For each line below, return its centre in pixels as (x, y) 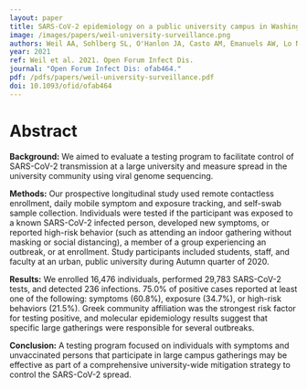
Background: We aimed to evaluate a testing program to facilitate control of (152, 156)
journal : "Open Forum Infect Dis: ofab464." (95, 69)
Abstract (43, 131)
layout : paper (37, 18)
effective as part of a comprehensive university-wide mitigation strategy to (150, 364)
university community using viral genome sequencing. (111, 175)
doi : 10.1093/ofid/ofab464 (61, 86)
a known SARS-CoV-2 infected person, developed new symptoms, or (139, 222)
